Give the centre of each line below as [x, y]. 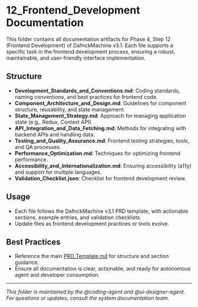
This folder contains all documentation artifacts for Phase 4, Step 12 [88, 39]
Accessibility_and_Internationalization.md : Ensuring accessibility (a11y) [103, 166]
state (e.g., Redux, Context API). [54, 122]
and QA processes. [38, 147]
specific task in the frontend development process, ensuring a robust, [91, 51]
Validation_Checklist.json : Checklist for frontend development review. [100, 178]
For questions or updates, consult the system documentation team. [88, 298]
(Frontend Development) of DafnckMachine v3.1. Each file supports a [90, 45]
